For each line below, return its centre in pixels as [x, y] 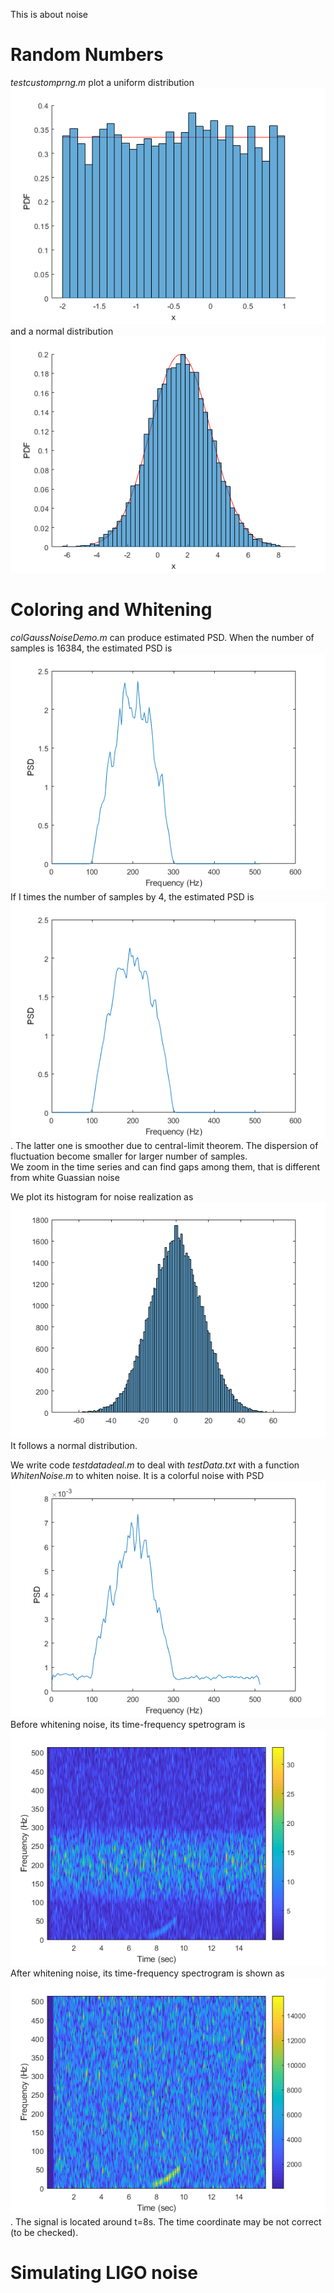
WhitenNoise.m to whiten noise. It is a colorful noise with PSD [137, 1475]
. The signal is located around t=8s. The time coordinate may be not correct [166, 2221]
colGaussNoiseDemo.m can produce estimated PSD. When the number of [162, 637]
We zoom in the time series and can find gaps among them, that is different [165, 1166]
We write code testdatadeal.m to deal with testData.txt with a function [155, 1465]
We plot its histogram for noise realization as [102, 1196]
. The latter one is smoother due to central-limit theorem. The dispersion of [164, 1145]
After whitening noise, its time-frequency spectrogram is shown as [147, 1973]
